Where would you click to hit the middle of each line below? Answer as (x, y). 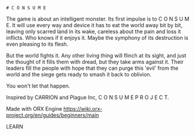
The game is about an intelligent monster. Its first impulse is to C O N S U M (98, 19)
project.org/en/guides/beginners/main (53, 115)
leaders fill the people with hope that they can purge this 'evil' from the (92, 68)
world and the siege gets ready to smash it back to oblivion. (79, 74)
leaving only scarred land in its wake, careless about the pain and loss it (94, 31)
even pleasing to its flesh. (37, 44)
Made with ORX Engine (34, 109)
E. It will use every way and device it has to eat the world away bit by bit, (95, 25)
